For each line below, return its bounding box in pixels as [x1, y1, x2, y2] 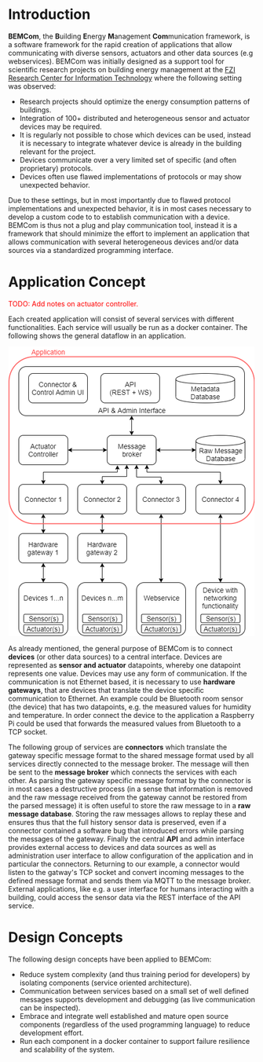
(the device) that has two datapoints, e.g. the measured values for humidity [8, 701, 251, 712]
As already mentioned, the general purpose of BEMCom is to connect [8, 643, 233, 653]
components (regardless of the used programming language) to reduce [19, 1020, 250, 1029]
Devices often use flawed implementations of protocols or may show [19, 171, 242, 181]
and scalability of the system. [19, 1045, 115, 1054]
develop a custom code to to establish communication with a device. [8, 212, 230, 222]
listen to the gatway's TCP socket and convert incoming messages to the [8, 867, 245, 877]
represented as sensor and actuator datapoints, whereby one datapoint [8, 660, 241, 669]
